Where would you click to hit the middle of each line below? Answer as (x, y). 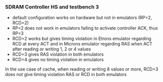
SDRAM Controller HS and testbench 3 (52, 7)
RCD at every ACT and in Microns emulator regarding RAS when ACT (82, 44)
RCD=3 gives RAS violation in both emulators (58, 54)
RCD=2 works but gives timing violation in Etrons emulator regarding (82, 39)
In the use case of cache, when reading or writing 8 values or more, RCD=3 (82, 69)
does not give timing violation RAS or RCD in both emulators (66, 75)
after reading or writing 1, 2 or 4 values (51, 49)
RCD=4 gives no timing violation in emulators (58, 60)
